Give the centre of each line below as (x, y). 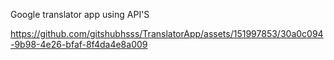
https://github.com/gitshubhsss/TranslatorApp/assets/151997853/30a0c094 (167, 33)
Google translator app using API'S (80, 14)
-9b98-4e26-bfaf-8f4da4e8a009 (79, 44)
